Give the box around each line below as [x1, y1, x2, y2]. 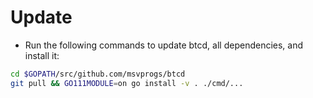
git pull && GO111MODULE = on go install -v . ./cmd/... [10, 78, 244, 88]
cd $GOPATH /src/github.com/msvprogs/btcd [10, 69, 186, 79]
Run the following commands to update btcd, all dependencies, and [24, 39, 304, 51]
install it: [24, 49, 60, 61]
